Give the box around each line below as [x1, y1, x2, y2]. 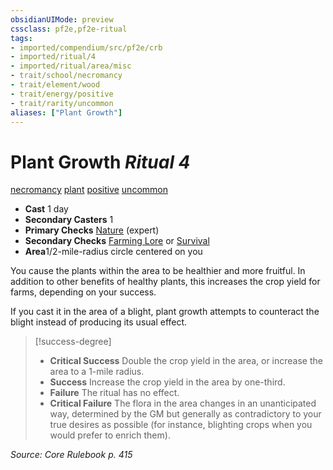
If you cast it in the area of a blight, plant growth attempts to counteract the [10, 306, 320, 318]
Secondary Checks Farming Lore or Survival [24, 235, 210, 247]
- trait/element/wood [10, 80, 101, 90]
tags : [10, 33, 33, 43]
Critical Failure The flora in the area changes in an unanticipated [49, 397, 317, 410]
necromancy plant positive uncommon [10, 184, 168, 196]
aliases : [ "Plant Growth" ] [10, 107, 123, 118]
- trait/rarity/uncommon [10, 98, 114, 108]
